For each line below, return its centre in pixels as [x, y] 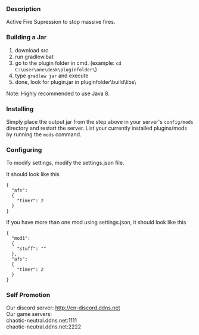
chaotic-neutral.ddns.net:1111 [42, 321]
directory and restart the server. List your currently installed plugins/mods [97, 128]
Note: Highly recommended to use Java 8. [58, 93]
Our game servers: [29, 314]
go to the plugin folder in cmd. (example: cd [68, 63]
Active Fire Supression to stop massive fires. [61, 22]
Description [24, 9]
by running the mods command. [44, 134]
